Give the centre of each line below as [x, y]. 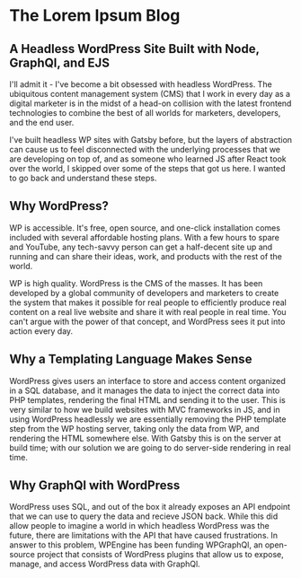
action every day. [41, 331]
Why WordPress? [59, 206]
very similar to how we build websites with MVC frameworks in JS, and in [145, 409]
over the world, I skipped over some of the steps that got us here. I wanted [147, 168]
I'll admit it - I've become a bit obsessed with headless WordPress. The [141, 84]
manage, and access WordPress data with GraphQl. [105, 564]
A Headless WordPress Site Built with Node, [134, 49]
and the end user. [42, 123]
